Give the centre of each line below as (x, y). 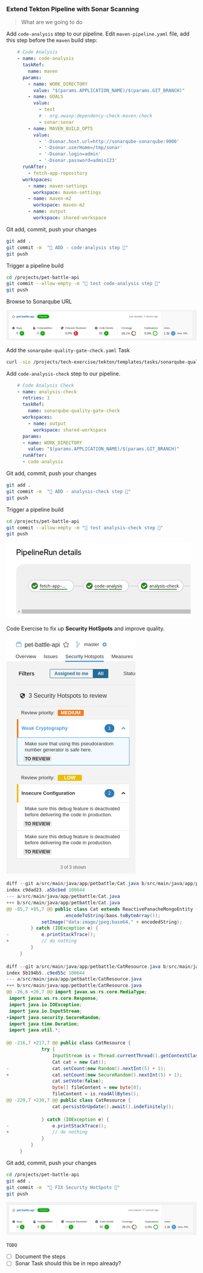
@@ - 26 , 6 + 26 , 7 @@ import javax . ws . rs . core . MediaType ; (77, 992)
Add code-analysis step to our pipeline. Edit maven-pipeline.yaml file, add (98, 34)
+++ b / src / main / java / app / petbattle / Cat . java (63, 903)
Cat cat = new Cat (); (79, 1062)
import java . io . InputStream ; (46, 1011)
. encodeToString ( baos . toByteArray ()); (112, 915)
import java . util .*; (35, 1030)
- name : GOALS (46, 97)
